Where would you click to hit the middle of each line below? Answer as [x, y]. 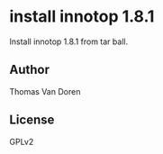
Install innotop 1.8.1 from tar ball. [69, 41]
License [32, 120]
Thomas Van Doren [45, 91]
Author [29, 70]
